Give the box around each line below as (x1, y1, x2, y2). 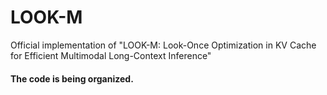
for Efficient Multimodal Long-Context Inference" (10, 49, 212, 61)
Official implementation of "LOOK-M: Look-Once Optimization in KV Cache (10, 39, 317, 51)
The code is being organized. (10, 72, 134, 85)
